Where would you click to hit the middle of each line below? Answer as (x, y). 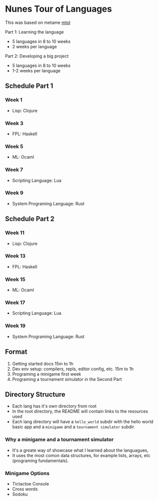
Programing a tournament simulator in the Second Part (67, 379)
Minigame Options (27, 473)
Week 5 (14, 146)
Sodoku (20, 494)
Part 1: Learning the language (35, 32)
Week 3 (14, 123)
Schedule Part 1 (29, 86)
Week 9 (14, 193)
